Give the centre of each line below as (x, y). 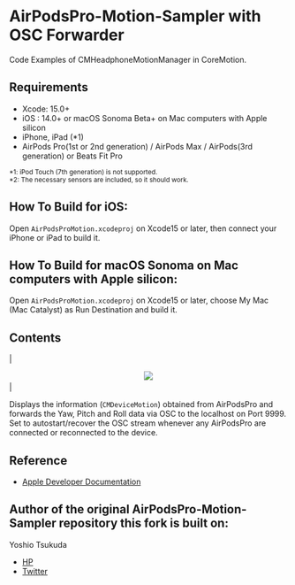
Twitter (35, 571)
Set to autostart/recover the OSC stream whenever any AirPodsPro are (138, 423)
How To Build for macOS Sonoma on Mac (124, 265)
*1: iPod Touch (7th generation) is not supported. (83, 172)
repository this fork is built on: (144, 523)
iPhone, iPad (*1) (53, 137)
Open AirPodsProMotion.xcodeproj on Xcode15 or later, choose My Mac (139, 300)
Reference (38, 461)
